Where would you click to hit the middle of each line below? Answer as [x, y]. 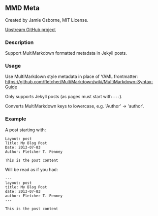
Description [19, 42]
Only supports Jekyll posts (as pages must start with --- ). [64, 97]
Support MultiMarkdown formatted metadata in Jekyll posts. [66, 53]
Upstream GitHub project [31, 30]
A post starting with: [26, 130]
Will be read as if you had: [32, 169]
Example [16, 119]
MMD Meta [22, 8]
